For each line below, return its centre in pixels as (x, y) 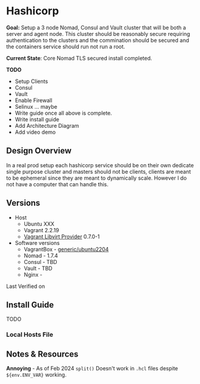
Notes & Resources (42, 354)
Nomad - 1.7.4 (41, 256)
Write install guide (37, 119)
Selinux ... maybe (36, 106)
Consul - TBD (41, 262)
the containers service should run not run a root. (66, 47)
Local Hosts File (30, 334)
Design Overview (39, 151)
